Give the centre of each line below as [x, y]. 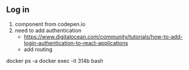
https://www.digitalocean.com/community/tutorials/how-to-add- [103, 36]
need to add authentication [48, 30]
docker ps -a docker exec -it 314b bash [55, 61]
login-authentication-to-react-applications [76, 43]
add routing [38, 49]
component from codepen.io [50, 24]
